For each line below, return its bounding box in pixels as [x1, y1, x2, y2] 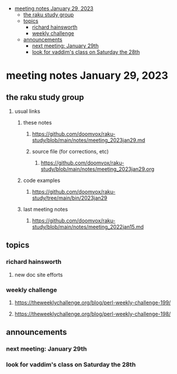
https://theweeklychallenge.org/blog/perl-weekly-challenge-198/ [14, 310, 171, 317]
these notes [23, 119, 52, 126]
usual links [14, 108, 41, 115]
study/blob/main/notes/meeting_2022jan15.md [32, 224, 144, 230]
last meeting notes [23, 206, 68, 212]
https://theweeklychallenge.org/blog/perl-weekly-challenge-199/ [14, 298, 171, 306]
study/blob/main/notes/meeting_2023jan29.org [40, 166, 155, 172]
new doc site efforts [14, 271, 63, 278]
